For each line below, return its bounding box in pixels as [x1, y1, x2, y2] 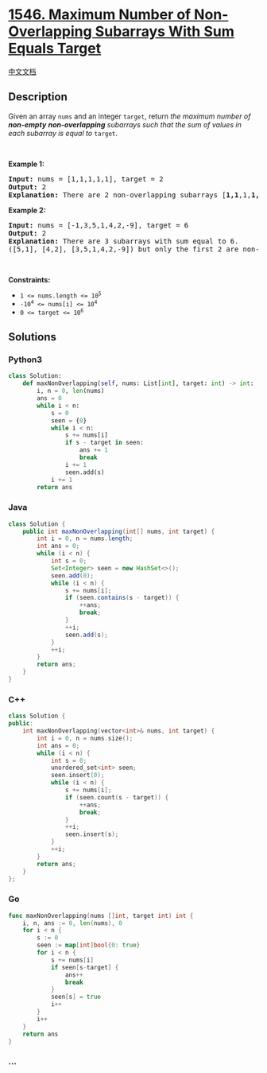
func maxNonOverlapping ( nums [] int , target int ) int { [8, 912, 194, 919]
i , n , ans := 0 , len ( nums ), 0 [22, 919, 123, 927]
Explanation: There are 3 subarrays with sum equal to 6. [8, 236, 239, 246]
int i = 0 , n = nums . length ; [37, 535, 133, 542]
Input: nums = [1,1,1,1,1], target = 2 [8, 174, 164, 184]
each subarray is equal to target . [8, 128, 118, 138]
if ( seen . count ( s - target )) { [64, 793, 169, 801]
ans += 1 [79, 446, 109, 454]
